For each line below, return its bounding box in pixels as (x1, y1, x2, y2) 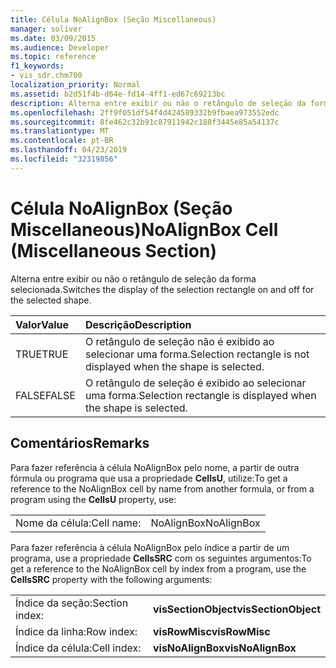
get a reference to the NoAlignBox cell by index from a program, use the (10, 562, 307, 575)
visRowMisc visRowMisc (152, 624, 271, 638)
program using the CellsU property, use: (10, 493, 177, 505)
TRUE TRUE (15, 347, 69, 361)
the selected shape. (10, 294, 92, 306)
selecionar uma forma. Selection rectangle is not (84, 347, 310, 361)
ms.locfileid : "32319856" (10, 154, 118, 164)
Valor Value (15, 317, 70, 331)
